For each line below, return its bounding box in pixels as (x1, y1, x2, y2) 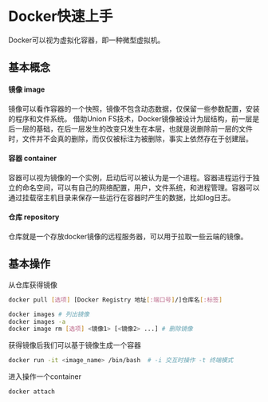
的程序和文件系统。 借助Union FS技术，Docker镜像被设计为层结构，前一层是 (8, 113, 260, 124)
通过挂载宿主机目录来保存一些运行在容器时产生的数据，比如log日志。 (8, 192, 235, 202)
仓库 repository (8, 212, 60, 222)
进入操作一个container (8, 372, 82, 381)
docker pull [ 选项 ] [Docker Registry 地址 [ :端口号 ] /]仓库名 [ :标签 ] (8, 296, 223, 304)
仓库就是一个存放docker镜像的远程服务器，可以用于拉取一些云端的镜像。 (8, 231, 248, 241)
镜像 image (8, 85, 45, 94)
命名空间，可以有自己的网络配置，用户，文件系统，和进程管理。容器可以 (22, 183, 260, 192)
